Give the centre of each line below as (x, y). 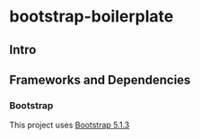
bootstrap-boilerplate (91, 17)
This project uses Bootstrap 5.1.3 (70, 125)
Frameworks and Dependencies (100, 79)
